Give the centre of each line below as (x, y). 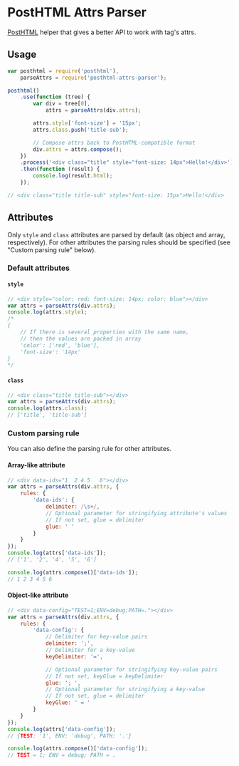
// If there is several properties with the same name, (105, 332)
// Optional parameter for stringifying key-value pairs (132, 669)
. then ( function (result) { (60, 169)
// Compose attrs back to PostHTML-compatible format (114, 143)
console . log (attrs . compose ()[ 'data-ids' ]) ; (73, 572)
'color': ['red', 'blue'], (60, 345)
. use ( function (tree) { (55, 97)
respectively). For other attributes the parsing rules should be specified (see (119, 242)
